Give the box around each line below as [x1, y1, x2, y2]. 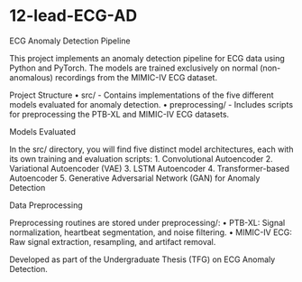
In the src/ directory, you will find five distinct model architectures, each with [9, 144, 294, 155]
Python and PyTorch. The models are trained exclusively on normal [9, 62, 259, 73]
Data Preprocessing [9, 200, 83, 211]
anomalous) [9, 71, 54, 82]
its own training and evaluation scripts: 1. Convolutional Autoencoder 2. [9, 153, 273, 164]
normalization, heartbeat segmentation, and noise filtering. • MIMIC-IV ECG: [9, 227, 293, 238]
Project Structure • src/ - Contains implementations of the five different [9, 89, 274, 100]
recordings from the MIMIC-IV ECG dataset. [55, 71, 218, 82]
